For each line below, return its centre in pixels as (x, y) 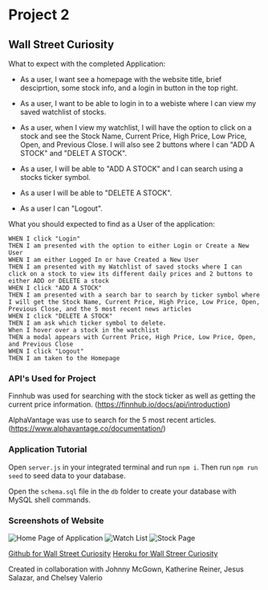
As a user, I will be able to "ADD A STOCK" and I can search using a (131, 169)
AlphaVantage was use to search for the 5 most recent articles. (112, 420)
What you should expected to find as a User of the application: (112, 224)
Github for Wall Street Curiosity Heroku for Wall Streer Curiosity (113, 553)
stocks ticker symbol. (55, 177)
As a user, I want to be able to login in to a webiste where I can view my (138, 103)
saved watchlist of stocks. (63, 112)
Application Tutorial (48, 449)
